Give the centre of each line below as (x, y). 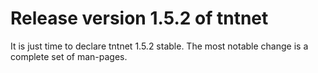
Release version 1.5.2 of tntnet (139, 18)
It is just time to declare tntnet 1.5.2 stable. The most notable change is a (159, 46)
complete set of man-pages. (69, 56)
